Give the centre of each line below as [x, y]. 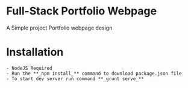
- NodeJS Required [29, 68]
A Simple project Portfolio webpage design [59, 28]
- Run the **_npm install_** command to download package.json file [94, 74]
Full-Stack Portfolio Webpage [82, 11]
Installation [35, 52]
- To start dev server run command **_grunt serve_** [75, 79]
